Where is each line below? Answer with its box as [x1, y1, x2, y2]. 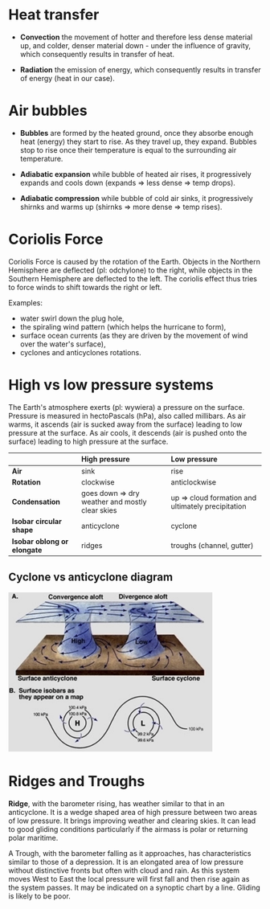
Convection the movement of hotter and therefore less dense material [19, 32, 253, 42]
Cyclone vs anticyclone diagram [8, 571, 174, 584]
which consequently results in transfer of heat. [19, 49, 175, 59]
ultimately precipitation [170, 501, 247, 511]
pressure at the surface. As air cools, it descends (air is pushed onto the [8, 428, 247, 437]
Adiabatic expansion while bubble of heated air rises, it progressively [19, 169, 252, 178]
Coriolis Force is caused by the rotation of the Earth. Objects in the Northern [8, 256, 261, 266]
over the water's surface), [19, 339, 106, 349]
